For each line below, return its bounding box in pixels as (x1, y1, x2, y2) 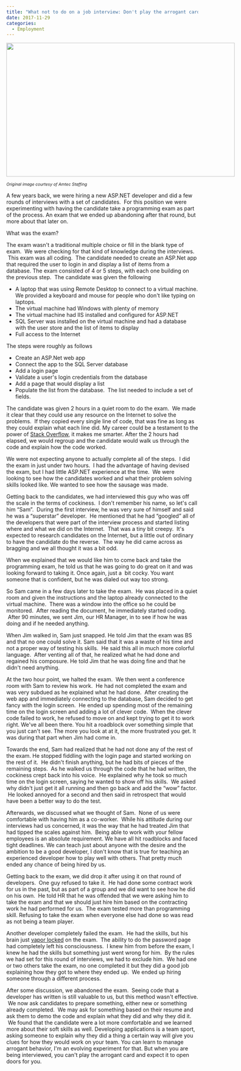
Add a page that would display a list (15, 380, 105, 387)
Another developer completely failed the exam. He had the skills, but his (6, 930, 189, 937)
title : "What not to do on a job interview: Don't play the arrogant (6, 9, 187, 15)
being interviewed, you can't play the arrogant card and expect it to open (6, 1052, 190, 1059)
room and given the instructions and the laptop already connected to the (6, 594, 188, 601)
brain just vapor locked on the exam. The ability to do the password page (6, 936, 191, 943)
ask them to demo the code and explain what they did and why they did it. (6, 1013, 192, 1020)
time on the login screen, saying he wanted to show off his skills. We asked (6, 778, 196, 785)
